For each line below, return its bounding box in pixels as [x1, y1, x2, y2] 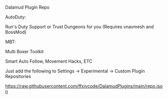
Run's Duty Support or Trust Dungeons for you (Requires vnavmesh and [5, 24, 154, 30]
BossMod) [5, 29, 27, 35]
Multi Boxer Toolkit [5, 49, 44, 54]
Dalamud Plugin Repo [5, 5, 50, 10]
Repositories [5, 73, 31, 79]
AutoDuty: [5, 14, 26, 20]
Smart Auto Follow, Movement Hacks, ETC [5, 58, 93, 64]
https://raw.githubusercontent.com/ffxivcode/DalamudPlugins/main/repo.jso [5, 83, 163, 89]
